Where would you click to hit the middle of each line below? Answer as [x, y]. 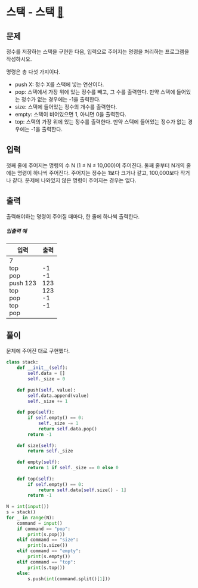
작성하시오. [19, 59]
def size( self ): [37, 445]
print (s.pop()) [47, 534]
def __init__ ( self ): [42, 368]
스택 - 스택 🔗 [35, 12]
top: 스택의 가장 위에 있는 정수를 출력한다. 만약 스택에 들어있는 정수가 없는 [100, 122]
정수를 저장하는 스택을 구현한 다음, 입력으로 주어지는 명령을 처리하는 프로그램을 [98, 52]
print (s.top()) [47, 568]
